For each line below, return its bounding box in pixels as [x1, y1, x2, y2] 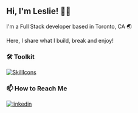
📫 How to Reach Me [6, 84, 67, 93]
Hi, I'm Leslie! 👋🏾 [6, 6, 71, 16]
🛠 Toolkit [6, 53, 35, 61]
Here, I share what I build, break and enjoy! [6, 37, 114, 44]
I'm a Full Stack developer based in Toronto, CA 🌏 [6, 23, 133, 30]
